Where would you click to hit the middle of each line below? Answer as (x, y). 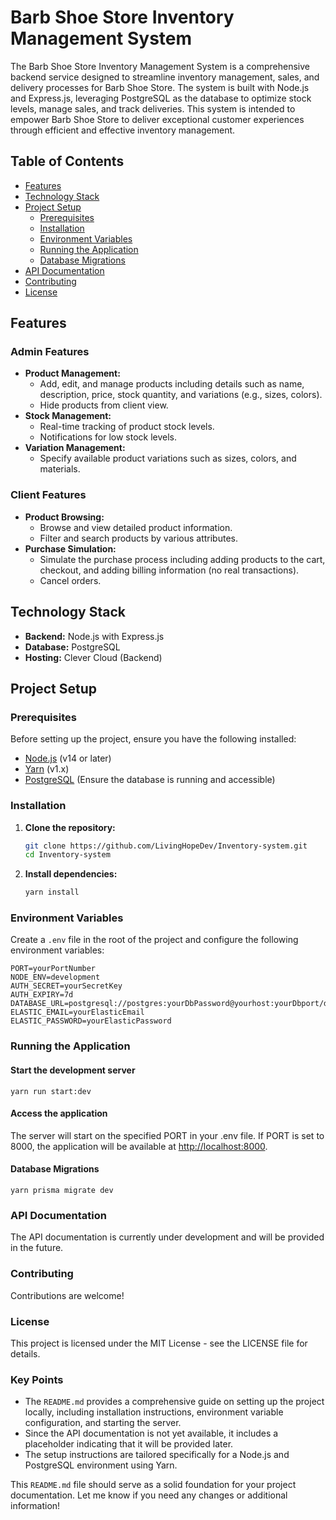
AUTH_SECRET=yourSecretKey (66, 986)
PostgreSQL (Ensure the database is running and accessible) (150, 780)
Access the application (59, 1113)
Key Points (37, 1379)
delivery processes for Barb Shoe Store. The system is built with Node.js (160, 87)
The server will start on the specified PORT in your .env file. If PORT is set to (167, 1135)
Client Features (48, 495)
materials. (60, 469)
